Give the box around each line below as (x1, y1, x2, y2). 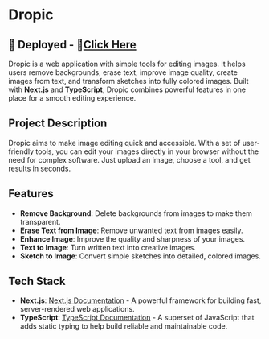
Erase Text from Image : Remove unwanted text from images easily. (19, 225, 243, 235)
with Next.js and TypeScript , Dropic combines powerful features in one (8, 85, 247, 94)
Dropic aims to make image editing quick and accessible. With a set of (8, 138, 241, 147)
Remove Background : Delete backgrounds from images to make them (19, 208, 253, 218)
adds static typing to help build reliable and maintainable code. (19, 321, 228, 331)
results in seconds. (8, 163, 71, 173)
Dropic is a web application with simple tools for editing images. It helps (8, 59, 247, 68)
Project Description (8, 117, 108, 130)
